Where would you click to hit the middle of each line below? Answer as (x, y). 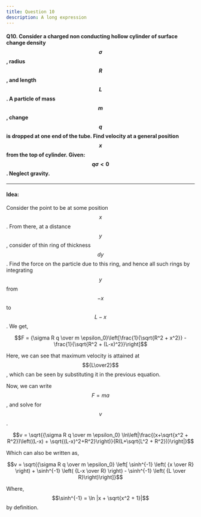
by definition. (22, 507)
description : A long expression (46, 17)
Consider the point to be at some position (57, 207)
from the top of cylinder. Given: (46, 155)
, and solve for (24, 405)
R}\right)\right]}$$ (100, 477)
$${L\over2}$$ (100, 365)
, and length (22, 80)
